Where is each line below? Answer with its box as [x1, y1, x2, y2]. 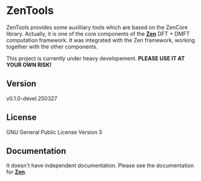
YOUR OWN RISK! [6, 61, 52, 68]
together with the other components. [6, 43, 98, 50]
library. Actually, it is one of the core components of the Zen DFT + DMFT [6, 30, 190, 37]
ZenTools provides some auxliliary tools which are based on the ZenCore [6, 24, 188, 31]
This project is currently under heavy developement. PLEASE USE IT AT [6, 54, 185, 62]
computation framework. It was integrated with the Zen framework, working [6, 36, 196, 44]
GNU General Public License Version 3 [6, 128, 102, 136]
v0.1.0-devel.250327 [6, 94, 58, 102]
